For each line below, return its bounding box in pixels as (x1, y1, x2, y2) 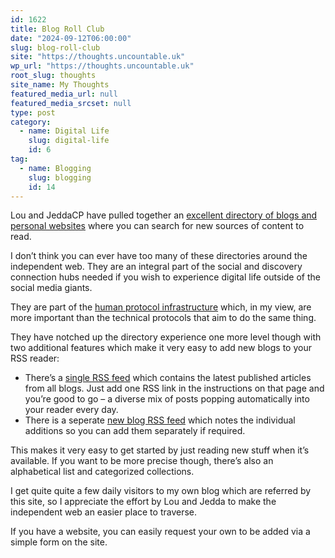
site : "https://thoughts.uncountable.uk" (10, 52, 186, 62)
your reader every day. (24, 404, 119, 416)
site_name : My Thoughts (10, 80, 110, 90)
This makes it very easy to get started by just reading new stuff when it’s (10, 444, 310, 456)
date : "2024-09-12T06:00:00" (10, 33, 132, 43)
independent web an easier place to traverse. (10, 506, 197, 518)
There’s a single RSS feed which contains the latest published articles (24, 372, 312, 384)
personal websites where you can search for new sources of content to (10, 220, 305, 232)
